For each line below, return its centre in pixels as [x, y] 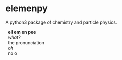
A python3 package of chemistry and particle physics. [61, 22]
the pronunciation [26, 42]
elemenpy [26, 9]
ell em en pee [22, 32]
